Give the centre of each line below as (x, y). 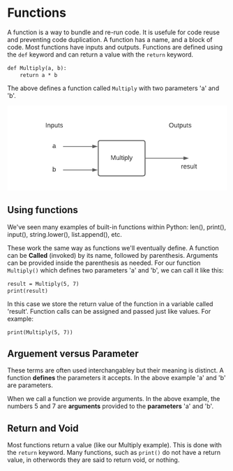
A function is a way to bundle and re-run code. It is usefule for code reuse (113, 32)
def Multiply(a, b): (37, 68)
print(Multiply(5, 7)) (40, 332)
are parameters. (30, 385)
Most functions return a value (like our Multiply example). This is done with (114, 445)
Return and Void (43, 428)
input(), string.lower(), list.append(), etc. (65, 234)
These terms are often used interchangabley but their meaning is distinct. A (116, 370)
